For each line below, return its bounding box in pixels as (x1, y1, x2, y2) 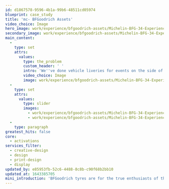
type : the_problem (23, 59, 62, 64)
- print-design (10, 157, 42, 162)
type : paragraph (14, 124, 49, 130)
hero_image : (5, 26, 30, 31)
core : (5, 134, 17, 139)
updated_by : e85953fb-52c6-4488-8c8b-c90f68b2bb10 (5, 167, 114, 172)
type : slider (23, 101, 51, 106)
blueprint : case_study (5, 12, 53, 17)
